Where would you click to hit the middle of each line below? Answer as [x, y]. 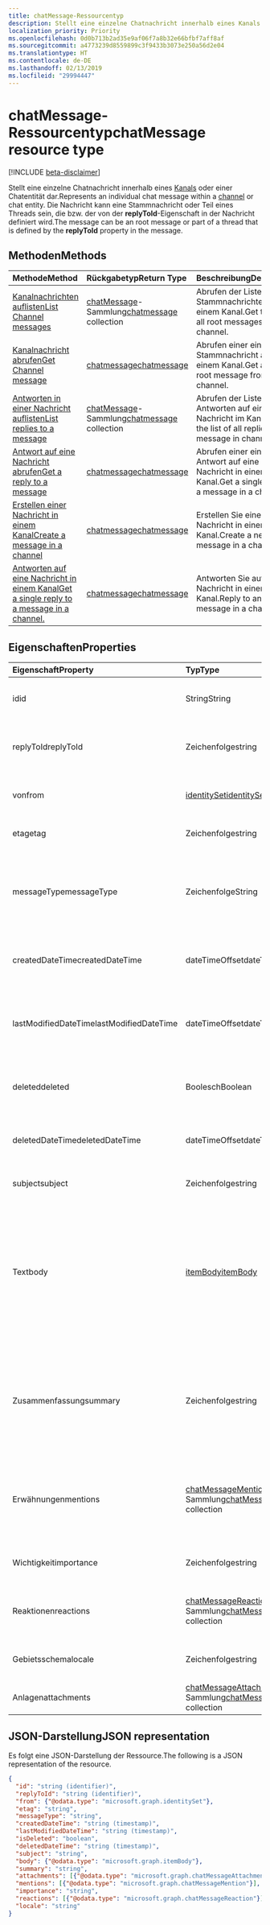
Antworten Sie [223, 579]
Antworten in [37, 398]
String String [208, 699]
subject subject [40, 1184]
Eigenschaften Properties [72, 647]
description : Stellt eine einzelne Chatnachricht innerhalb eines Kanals [135, 23]
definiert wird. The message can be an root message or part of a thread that [133, 221]
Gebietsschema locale [53, 1659]
